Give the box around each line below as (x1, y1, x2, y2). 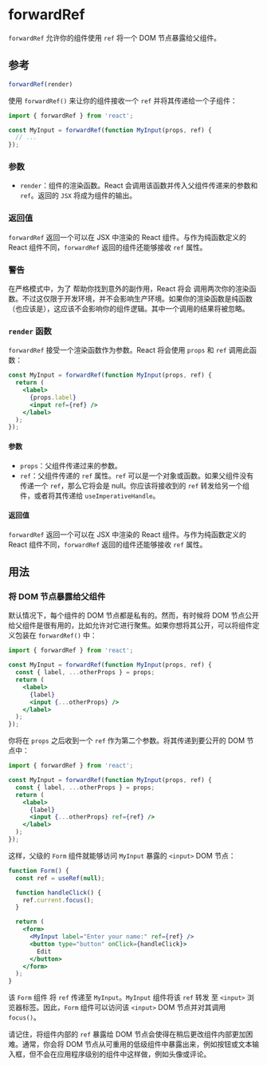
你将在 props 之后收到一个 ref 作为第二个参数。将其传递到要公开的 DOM (8, 736, 245, 745)
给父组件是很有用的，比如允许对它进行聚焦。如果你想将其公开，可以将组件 (8, 621, 253, 630)
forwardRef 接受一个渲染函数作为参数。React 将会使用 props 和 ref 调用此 (8, 345, 250, 355)
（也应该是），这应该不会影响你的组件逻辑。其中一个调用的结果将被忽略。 (8, 304, 249, 314)
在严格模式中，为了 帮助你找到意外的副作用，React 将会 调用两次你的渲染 (8, 284, 249, 294)
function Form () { (8, 867, 69, 875)
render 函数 (8, 326, 52, 337)
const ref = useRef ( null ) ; (15, 874, 105, 882)
